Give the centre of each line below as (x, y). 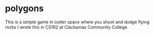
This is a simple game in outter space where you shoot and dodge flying (77, 22)
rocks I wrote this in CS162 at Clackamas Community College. (67, 27)
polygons (25, 9)
